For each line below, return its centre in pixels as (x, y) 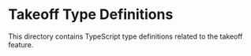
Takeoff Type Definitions (91, 15)
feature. (21, 44)
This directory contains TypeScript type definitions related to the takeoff (126, 36)
